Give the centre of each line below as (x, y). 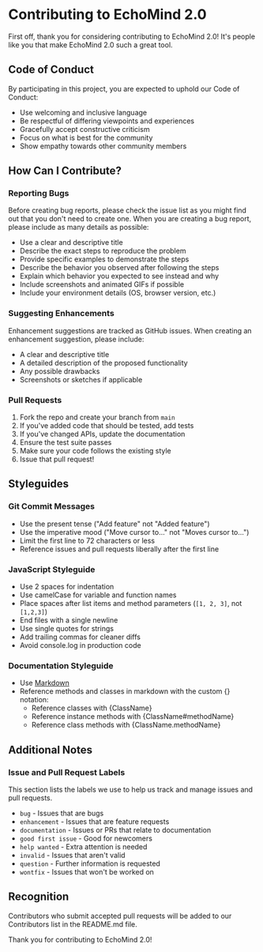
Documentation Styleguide (61, 665)
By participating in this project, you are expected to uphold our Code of (124, 88)
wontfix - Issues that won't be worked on (86, 872)
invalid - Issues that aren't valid (72, 855)
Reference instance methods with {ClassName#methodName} (133, 717)
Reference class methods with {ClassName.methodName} (126, 725)
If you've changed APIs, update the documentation (102, 434)
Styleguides (39, 484)
